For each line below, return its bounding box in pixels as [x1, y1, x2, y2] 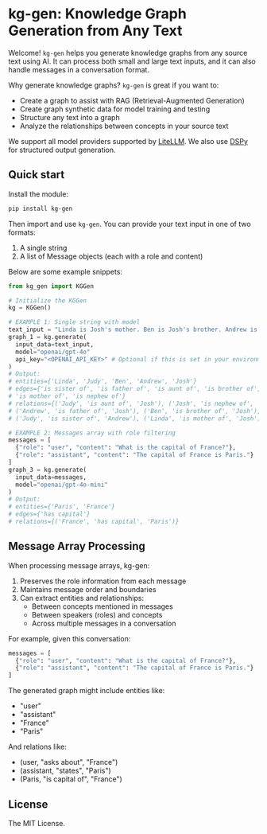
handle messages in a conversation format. [8, 64, 149, 74]
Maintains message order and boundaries [19, 584, 157, 594]
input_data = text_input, [15, 340, 94, 349]
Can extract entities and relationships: [19, 593, 145, 602]
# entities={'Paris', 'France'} [8, 503, 115, 511]
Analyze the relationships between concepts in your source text [19, 121, 229, 131]
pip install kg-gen [8, 205, 73, 212]
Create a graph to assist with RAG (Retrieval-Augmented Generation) [19, 95, 245, 105]
